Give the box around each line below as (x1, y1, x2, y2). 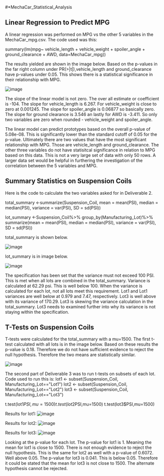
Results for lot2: (5, 420, 37, 426)
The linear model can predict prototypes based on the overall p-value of (5, 126, 151, 132)
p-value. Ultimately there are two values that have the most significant (5, 136, 147, 142)
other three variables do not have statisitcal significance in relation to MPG (5, 147, 156, 153)
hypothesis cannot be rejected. (5, 466, 68, 472)
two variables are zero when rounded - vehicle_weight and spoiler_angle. (5, 117, 153, 122)
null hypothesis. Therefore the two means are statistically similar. (5, 352, 136, 358)
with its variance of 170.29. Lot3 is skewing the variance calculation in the (5, 298, 154, 304)
